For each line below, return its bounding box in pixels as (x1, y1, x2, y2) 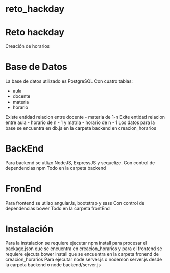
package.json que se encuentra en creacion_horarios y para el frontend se (5, 245, 162, 252)
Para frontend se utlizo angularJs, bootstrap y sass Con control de (5, 200, 144, 206)
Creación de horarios (5, 43, 50, 49)
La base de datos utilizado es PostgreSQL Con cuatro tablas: (5, 78, 133, 84)
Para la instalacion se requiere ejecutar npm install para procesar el (5, 240, 147, 246)
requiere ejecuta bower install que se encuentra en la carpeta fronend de (5, 251, 159, 257)
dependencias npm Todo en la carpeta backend (5, 165, 106, 171)
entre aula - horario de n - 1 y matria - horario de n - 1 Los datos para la (5, 119, 155, 126)
